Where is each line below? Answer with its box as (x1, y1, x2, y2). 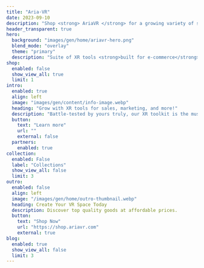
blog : (6, 235, 20, 241)
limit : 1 (12, 77, 34, 83)
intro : (6, 83, 23, 89)
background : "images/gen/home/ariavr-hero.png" (12, 37, 135, 43)
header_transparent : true (6, 26, 72, 32)
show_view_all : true (12, 71, 64, 77)
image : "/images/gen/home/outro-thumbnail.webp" (12, 196, 137, 202)
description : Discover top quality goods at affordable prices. (12, 207, 178, 213)
